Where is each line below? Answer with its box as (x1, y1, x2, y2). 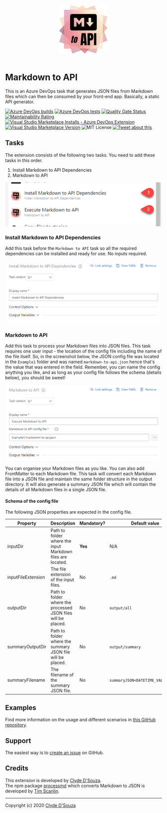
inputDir (7, 543, 24, 549)
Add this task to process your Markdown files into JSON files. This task (5, 343, 151, 349)
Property (17, 520, 36, 526)
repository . (5, 722, 27, 728)
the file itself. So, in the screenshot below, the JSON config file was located (5, 354, 159, 360)
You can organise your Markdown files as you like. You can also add (5, 465, 145, 471)
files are (50, 554, 67, 560)
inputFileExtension (7, 574, 45, 580)
